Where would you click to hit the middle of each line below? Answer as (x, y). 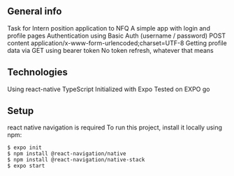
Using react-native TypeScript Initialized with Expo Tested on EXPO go (109, 89)
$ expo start (26, 166)
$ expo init (24, 148)
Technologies (38, 72)
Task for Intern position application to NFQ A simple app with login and (109, 28)
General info (35, 11)
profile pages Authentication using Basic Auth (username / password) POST (116, 35)
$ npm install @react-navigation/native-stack (76, 160)
